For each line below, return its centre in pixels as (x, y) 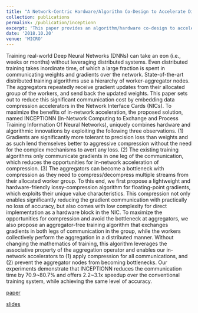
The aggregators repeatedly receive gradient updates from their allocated (95, 87)
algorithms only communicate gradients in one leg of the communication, (95, 156)
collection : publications (38, 17)
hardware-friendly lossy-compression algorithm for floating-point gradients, (98, 187)
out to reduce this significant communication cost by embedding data (90, 100)
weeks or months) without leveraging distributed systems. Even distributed (97, 62)
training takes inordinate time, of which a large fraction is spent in (85, 68)
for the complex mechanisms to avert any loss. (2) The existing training (92, 150)
